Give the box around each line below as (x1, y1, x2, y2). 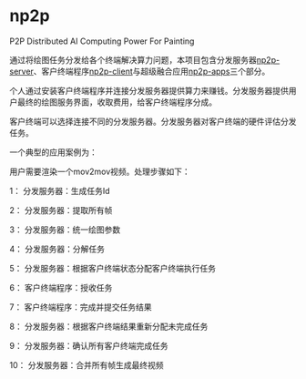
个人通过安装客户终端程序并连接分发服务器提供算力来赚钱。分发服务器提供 (9, 85, 289, 96)
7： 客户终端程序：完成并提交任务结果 (9, 302, 152, 312)
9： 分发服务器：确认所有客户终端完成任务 (9, 340, 168, 351)
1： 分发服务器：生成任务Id (9, 185, 110, 196)
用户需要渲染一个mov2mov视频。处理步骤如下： (9, 166, 191, 177)
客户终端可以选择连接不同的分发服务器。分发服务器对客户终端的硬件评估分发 (9, 116, 297, 127)
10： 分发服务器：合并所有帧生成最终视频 (9, 359, 164, 370)
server (9, 66, 35, 77)
